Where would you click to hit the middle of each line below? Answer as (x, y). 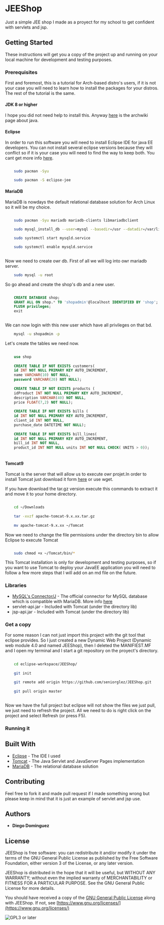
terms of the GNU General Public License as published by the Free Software (82, 858)
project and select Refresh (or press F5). (46, 715)
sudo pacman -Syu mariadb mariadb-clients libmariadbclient (76, 220)
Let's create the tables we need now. (42, 343)
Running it (18, 728)
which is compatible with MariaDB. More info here (62, 601)
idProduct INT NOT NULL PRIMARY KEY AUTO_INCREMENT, (69, 393)
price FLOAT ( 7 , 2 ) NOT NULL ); (43, 402)
